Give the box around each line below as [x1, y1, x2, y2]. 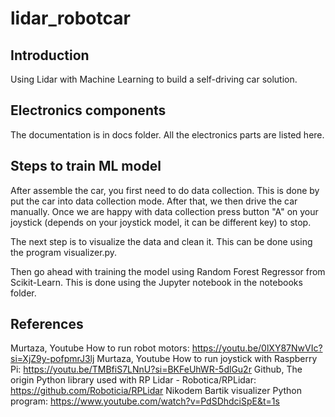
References [10, 316, 84, 333]
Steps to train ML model [10, 158, 162, 175]
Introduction [10, 47, 90, 64]
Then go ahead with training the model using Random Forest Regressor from [10, 265, 326, 277]
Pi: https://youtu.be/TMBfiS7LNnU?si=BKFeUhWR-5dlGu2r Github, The [10, 363, 303, 376]
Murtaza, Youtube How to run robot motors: [10, 342, 190, 354]
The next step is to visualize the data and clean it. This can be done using [10, 235, 313, 247]
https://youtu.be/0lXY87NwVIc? [191, 342, 323, 354]
